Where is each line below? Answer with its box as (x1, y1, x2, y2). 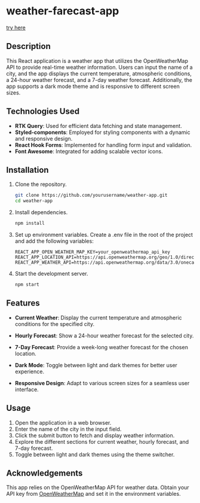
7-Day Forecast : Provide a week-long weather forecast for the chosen (14, 343, 188, 350)
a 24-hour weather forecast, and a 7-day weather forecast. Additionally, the (6, 76, 193, 83)
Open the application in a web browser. (14, 419, 112, 426)
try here (6, 24, 26, 31)
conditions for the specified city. (14, 320, 95, 327)
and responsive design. (14, 135, 73, 142)
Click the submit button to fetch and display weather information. (14, 432, 175, 439)
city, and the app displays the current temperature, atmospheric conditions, (6, 70, 192, 77)
